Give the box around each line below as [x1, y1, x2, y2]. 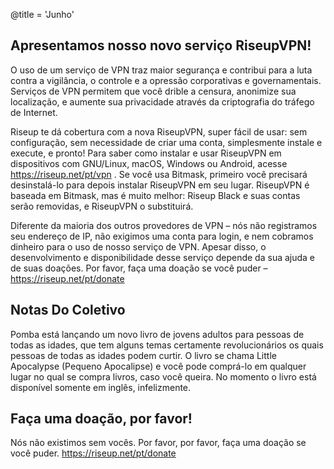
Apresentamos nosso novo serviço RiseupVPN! [10, 37, 312, 54]
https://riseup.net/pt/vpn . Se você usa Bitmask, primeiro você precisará [10, 168, 308, 180]
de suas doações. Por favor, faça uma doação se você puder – [10, 262, 268, 274]
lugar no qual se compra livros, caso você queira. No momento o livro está [10, 370, 317, 383]
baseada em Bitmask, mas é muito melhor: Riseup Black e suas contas [10, 189, 301, 201]
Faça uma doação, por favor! [10, 410, 193, 428]
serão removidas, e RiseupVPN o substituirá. [10, 200, 194, 212]
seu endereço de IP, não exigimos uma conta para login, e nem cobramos [10, 230, 314, 242]
